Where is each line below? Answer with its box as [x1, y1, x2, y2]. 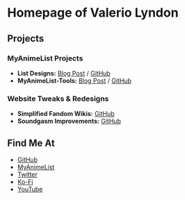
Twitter [17, 170, 38, 178]
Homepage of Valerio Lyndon [7, 5, 179, 21]
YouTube [17, 185, 43, 193]
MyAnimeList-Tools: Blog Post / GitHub [17, 76, 132, 85]
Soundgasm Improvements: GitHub [17, 117, 122, 126]
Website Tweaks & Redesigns [7, 94, 109, 103]
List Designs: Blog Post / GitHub [17, 69, 111, 77]
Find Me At [7, 137, 56, 149]
